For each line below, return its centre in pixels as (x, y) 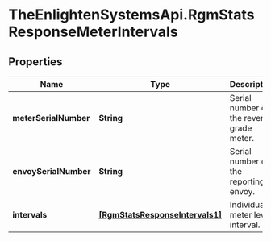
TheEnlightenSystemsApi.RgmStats (131, 15)
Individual (248, 205)
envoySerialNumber (52, 171)
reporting (247, 181)
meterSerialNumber (51, 118)
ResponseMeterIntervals (94, 32)
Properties (35, 62)
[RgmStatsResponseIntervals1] (161, 215)
